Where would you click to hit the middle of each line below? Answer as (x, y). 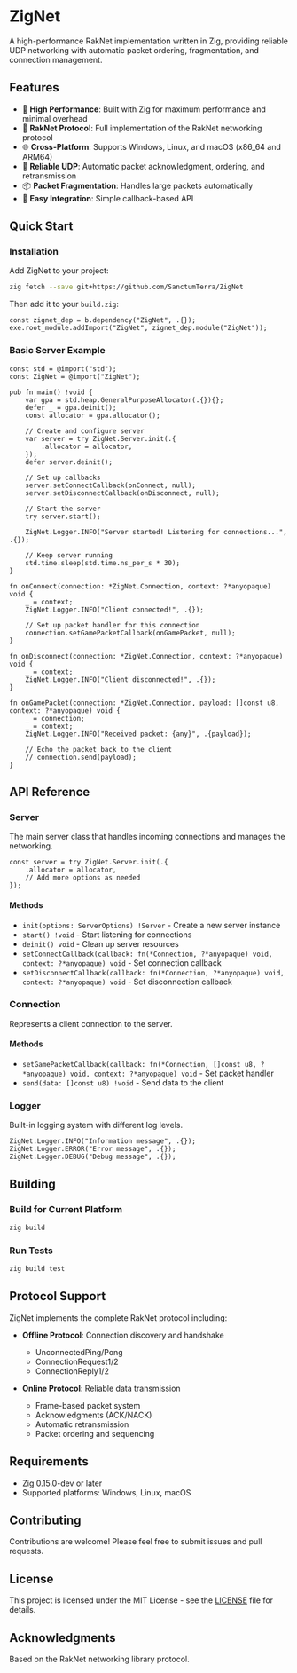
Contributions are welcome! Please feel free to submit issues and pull (136, 1542)
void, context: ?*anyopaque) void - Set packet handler (172, 1073)
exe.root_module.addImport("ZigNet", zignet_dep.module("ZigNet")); (138, 328)
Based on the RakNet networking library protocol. (99, 1659)
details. (23, 1610)
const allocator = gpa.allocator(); (93, 415)
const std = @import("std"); (63, 369)
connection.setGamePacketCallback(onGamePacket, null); (131, 633)
